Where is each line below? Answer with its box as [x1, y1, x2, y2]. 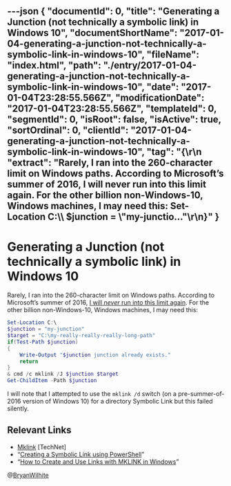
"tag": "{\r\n [146, 146, 202, 158]
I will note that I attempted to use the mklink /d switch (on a [7, 390, 177, 398]
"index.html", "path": [7, 60, 101, 71]
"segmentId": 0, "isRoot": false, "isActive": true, [7, 114, 222, 125]
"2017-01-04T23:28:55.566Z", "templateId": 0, [7, 103, 217, 115]
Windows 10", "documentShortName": [7, 27, 178, 39]
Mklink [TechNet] [17, 442, 67, 451]
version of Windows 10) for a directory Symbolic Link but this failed [22, 397, 213, 406]
